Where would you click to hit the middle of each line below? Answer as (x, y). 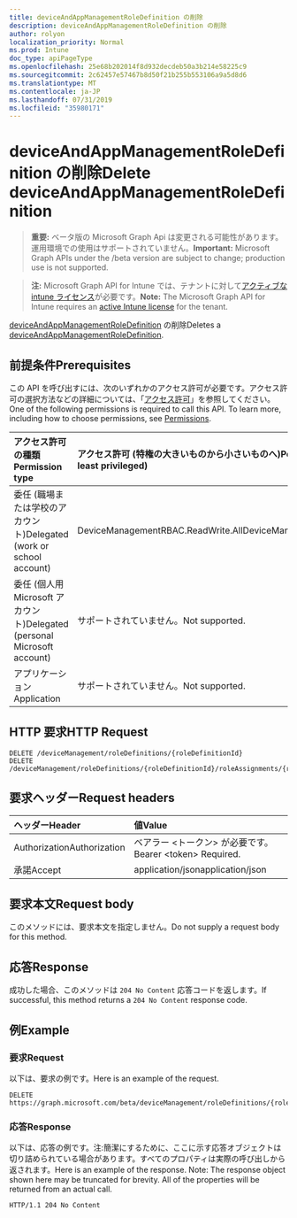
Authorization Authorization (69, 847)
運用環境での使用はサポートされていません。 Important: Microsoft (150, 248)
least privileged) (113, 466)
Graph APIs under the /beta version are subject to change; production (158, 258)
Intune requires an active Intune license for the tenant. (129, 307)
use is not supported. (69, 267)
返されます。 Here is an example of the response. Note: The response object (147, 1170)
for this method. (38, 937)
